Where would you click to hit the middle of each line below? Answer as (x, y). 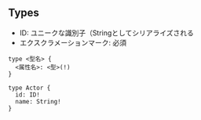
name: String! (38, 101)
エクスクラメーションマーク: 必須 (73, 42)
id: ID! (28, 95)
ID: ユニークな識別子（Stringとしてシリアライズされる (107, 33)
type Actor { (29, 88)
